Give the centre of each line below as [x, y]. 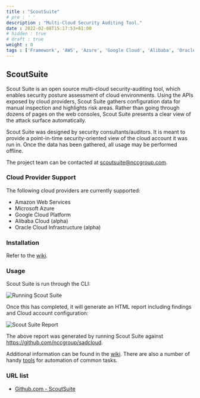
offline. [15, 151]
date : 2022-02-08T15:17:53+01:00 [49, 28]
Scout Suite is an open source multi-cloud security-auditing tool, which [93, 89]
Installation [23, 242]
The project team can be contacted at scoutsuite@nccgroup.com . [87, 162]
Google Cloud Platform [43, 214]
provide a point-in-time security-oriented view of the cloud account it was [97, 138]
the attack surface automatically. [46, 120]
